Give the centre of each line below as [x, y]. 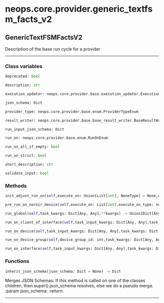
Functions [17, 261]
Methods [16, 185]
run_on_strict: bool [26, 156]
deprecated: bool [23, 77]
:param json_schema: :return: [34, 291]
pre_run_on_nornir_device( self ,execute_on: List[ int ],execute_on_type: [79, 204]
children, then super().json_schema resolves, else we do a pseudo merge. [79, 286]
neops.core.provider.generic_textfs [79, 9]
